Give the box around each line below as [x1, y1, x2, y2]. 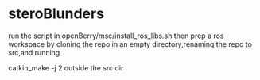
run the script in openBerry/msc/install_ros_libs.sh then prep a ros [8, 31, 224, 40]
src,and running [8, 48, 60, 57]
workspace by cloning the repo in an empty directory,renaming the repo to [8, 39, 253, 48]
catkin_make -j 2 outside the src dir [8, 63, 124, 72]
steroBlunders [8, 5, 105, 23]
